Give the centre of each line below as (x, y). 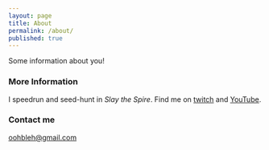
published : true (35, 38)
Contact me (32, 120)
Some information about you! (56, 61)
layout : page (30, 16)
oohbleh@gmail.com (43, 137)
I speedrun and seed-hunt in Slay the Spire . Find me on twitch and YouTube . (135, 99)
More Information (43, 82)
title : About (30, 23)
